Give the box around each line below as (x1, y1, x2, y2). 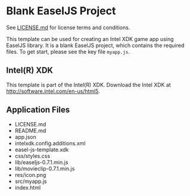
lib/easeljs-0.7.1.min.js (14, 158, 68, 166)
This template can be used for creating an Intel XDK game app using (6, 35, 174, 42)
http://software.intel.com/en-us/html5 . (6, 88, 100, 95)
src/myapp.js (14, 178, 47, 185)
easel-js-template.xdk (14, 146, 69, 153)
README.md (14, 127, 46, 134)
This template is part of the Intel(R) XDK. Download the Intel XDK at (6, 81, 171, 88)
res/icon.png (14, 171, 46, 178)
